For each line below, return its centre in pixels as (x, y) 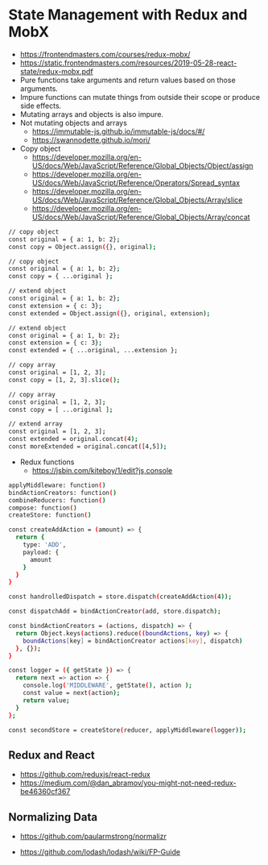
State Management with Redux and (128, 15)
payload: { (41, 552)
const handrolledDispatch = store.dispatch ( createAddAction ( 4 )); (120, 597)
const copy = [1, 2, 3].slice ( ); (64, 380)
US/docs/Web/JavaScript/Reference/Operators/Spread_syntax (136, 182)
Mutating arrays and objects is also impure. (91, 114)
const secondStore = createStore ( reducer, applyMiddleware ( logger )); (128, 730)
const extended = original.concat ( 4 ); (73, 439)
